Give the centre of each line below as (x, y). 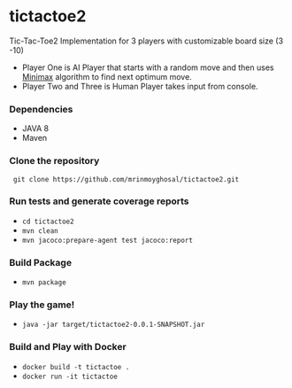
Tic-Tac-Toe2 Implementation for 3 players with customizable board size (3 (146, 41)
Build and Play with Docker (68, 347)
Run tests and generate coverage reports (99, 201)
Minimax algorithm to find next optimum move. (107, 76)
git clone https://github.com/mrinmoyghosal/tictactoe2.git (126, 179)
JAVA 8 (35, 128)
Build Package (41, 262)
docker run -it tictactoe (69, 376)
